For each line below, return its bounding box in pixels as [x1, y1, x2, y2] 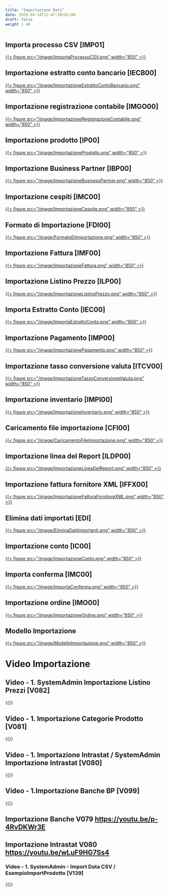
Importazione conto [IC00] [5, 542, 91, 551]
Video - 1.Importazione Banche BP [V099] [5, 787, 140, 795]
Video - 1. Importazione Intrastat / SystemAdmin [5, 751, 160, 759]
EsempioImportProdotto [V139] [5, 870, 84, 877]
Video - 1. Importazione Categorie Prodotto [5, 714, 143, 723]
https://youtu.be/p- [94, 815, 158, 824]
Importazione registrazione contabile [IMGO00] [5, 102, 158, 111]
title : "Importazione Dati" [5, 7, 65, 13]
